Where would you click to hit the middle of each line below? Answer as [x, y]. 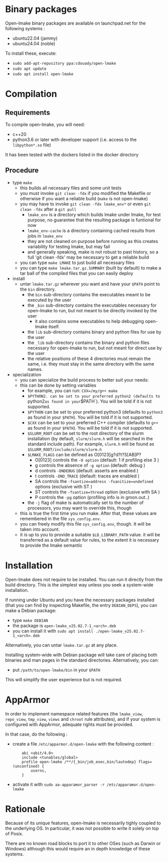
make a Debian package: [31, 610]
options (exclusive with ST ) [64, 486]
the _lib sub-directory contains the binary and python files [88, 342]
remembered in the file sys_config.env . [60, 519]
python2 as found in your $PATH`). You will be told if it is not [90, 401]
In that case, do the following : [36, 734]
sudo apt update [29, 69]
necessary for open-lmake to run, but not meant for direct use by [95, 348]
